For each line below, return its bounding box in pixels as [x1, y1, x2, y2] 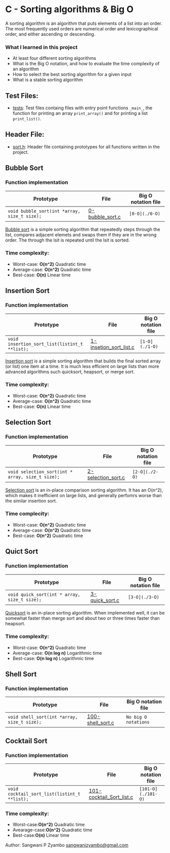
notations [126, 719, 150, 725]
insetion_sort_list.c [90, 343, 135, 350]
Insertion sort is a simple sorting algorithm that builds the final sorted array [5, 358, 161, 364]
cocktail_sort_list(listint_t [8, 791, 81, 797]
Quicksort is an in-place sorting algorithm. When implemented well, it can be [5, 610, 165, 616]
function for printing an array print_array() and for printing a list [12, 110, 148, 116]
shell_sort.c [87, 719, 114, 726]
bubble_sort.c [88, 213, 121, 220]
